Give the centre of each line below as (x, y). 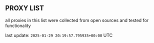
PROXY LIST (24, 8)
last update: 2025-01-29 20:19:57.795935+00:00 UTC (59, 35)
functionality (18, 25)
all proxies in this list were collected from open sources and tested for (77, 20)
